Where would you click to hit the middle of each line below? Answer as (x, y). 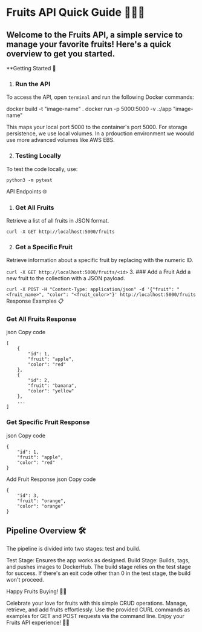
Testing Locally (38, 156)
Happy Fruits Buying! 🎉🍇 (37, 591)
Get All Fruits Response (41, 319)
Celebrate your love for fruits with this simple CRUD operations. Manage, (97, 603)
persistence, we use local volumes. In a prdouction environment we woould (100, 133)
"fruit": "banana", (53, 386)
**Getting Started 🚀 (31, 68)
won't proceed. (25, 579)
